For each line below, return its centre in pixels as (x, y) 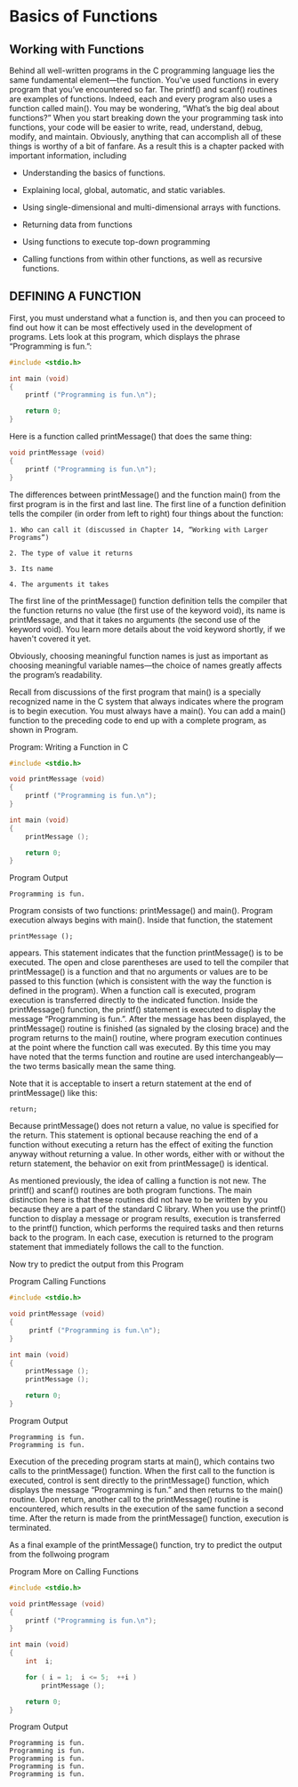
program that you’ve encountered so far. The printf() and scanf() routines (143, 89)
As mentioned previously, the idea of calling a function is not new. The (138, 1181)
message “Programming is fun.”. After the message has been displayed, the (148, 1019)
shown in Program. (44, 729)
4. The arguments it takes (59, 584)
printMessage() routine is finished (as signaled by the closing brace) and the (149, 1028)
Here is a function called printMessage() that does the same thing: (130, 437)
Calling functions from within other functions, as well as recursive (142, 259)
